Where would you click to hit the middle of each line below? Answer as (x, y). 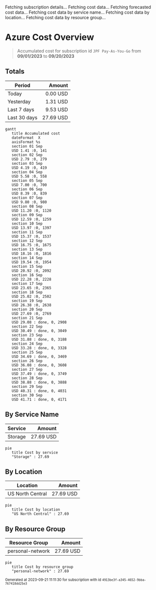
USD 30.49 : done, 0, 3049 (39, 331)
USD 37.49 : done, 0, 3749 (39, 374)
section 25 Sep (27, 352)
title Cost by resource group (42, 567)
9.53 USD (57, 109)
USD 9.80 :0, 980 (29, 202)
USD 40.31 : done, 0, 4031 (39, 391)
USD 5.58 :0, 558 (29, 176)
